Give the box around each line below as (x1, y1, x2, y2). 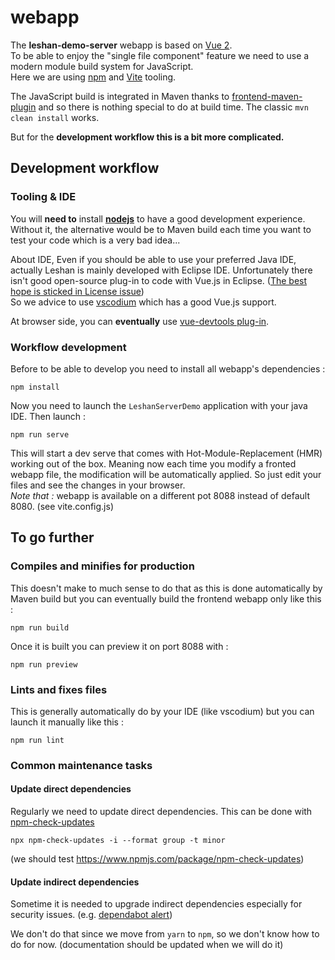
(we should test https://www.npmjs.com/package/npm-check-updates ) (10, 853, 305, 865)
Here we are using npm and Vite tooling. (10, 71, 177, 83)
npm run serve (10, 429, 70, 440)
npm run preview (10, 659, 78, 670)
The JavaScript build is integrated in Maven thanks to (10, 90, 230, 102)
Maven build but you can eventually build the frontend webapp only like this (10, 592, 322, 605)
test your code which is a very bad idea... (10, 234, 181, 246)
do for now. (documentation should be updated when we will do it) (10, 939, 284, 951)
